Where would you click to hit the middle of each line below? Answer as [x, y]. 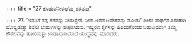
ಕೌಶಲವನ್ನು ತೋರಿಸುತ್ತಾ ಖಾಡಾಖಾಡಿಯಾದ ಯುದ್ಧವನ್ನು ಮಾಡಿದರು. [63, 33]
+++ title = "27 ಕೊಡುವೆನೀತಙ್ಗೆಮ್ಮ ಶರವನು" [49, 9]
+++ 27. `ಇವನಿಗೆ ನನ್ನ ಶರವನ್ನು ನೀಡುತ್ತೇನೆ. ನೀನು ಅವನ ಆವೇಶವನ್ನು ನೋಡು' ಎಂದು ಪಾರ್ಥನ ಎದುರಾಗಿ [96, 20]
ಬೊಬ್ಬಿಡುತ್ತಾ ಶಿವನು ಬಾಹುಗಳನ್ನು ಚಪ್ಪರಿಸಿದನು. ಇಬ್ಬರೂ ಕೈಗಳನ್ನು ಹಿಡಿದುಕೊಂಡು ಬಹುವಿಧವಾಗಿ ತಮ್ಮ [91, 27]
